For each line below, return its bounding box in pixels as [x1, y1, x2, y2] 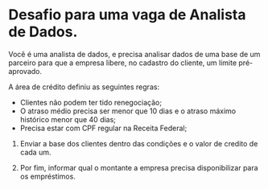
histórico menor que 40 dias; [19, 114, 117, 124]
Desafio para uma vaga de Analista [8, 6, 246, 24]
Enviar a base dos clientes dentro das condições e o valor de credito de [19, 138, 258, 148]
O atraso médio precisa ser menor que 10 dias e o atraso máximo [19, 106, 236, 116]
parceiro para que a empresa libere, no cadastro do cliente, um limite [8, 58, 237, 68]
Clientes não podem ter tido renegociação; [19, 97, 163, 107]
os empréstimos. [19, 171, 76, 181]
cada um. [19, 147, 52, 157]
